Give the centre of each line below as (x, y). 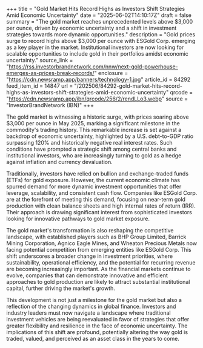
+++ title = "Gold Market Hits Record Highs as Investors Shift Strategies (96, 9)
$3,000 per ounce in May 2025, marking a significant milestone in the (93, 123)
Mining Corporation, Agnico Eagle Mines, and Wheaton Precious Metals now (102, 243)
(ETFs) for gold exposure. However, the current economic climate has (93, 180)
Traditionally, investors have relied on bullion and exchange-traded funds (98, 174)
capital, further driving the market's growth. (61, 288)
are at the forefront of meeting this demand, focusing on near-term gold (96, 199)
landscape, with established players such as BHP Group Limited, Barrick (96, 237)
